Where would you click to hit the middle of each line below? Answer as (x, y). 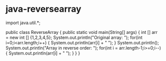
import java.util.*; (23, 23)
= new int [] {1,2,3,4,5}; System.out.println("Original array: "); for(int (74, 37)
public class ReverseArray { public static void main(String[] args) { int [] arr (82, 32)
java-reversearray (43, 9)
